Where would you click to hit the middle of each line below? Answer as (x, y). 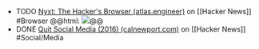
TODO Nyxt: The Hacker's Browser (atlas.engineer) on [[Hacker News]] (133, 11)
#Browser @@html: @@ (60, 21)
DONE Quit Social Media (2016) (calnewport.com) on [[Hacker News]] (131, 29)
